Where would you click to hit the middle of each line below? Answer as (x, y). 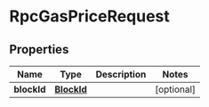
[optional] (175, 89)
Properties (39, 49)
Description (121, 74)
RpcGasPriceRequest (90, 16)
